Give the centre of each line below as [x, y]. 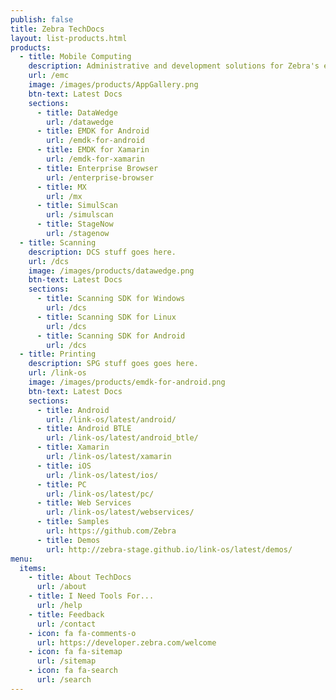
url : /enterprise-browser [100, 177]
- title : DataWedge [77, 112]
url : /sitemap [66, 661]
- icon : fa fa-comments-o [82, 633]
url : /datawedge [80, 122]
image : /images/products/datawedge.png [111, 271]
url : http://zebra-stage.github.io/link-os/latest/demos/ [169, 549]
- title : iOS [64, 466]
